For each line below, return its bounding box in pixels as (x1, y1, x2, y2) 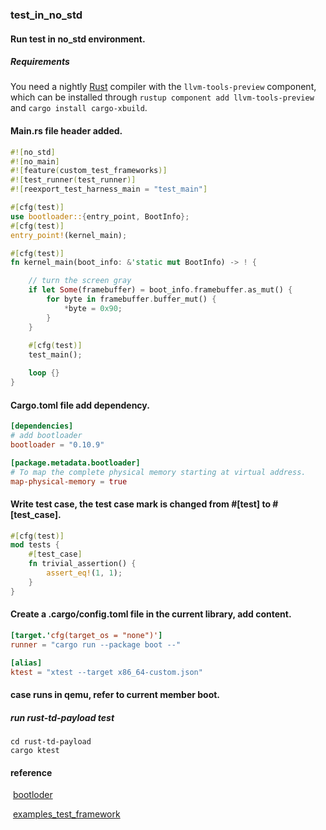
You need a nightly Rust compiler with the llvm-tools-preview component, (10, 81, 317, 93)
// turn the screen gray (28, 276, 132, 286)
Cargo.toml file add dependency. (10, 399, 150, 411)
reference (10, 766, 53, 778)
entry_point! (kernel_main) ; (10, 230, 128, 240)
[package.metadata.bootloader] (10, 458, 141, 468)
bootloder (12, 789, 53, 801)
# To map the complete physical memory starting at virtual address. (10, 467, 307, 477)
